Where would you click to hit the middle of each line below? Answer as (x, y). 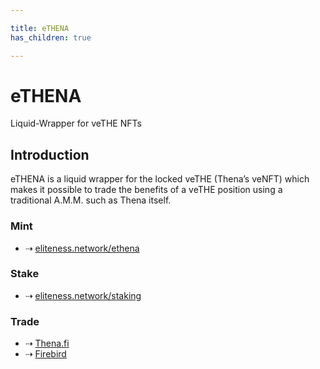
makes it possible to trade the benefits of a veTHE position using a (146, 190)
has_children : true (51, 37)
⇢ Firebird (45, 354)
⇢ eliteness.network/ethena (82, 248)
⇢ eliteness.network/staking (83, 295)
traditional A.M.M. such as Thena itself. (91, 200)
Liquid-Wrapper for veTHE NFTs (76, 123)
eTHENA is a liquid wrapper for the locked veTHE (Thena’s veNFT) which (160, 179)
